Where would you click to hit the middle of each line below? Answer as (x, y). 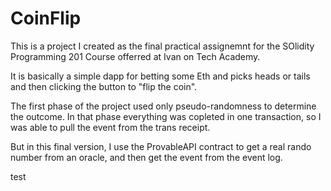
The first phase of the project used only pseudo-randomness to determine (163, 106)
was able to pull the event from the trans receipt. (110, 127)
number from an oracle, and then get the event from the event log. (146, 157)
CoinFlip (46, 18)
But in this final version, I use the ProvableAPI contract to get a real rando (161, 146)
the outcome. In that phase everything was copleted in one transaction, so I (166, 116)
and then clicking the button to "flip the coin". (104, 86)
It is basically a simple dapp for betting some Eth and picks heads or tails (160, 76)
